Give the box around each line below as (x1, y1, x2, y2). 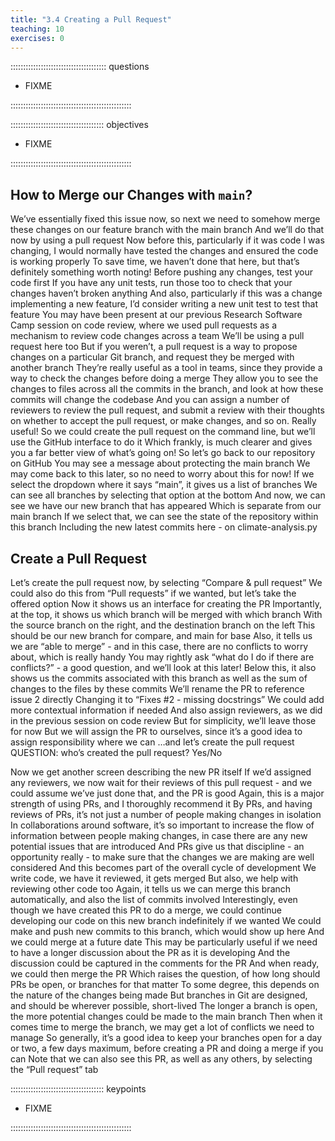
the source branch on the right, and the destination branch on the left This (10, 619, 316, 631)
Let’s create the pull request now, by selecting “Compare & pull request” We (10, 577, 323, 588)
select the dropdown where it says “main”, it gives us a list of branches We (10, 479, 318, 491)
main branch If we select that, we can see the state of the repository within (10, 511, 319, 523)
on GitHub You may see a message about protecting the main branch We (10, 457, 311, 470)
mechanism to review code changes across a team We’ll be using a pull (10, 330, 305, 342)
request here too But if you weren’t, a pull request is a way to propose (10, 341, 298, 353)
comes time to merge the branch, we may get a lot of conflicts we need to (10, 1021, 315, 1033)
